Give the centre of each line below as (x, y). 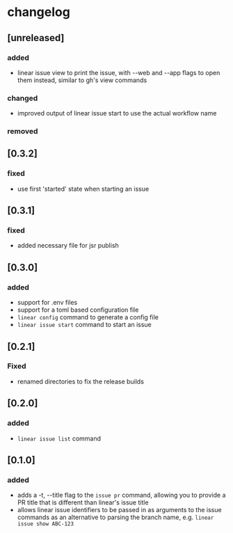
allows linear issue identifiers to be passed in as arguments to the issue (119, 510)
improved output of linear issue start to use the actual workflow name (117, 113)
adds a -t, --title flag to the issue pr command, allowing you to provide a (121, 495)
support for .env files (47, 303)
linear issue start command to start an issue (84, 325)
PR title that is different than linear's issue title (83, 502)
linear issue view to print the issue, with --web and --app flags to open (119, 72)
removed (23, 132)
